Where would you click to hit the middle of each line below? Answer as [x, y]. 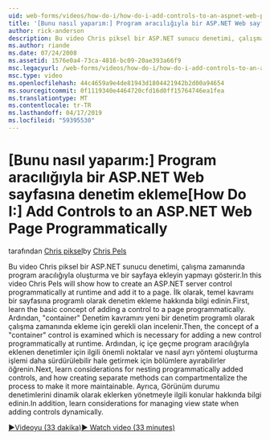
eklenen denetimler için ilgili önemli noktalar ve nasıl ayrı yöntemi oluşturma [133, 352]
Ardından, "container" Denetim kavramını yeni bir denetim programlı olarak [132, 318]
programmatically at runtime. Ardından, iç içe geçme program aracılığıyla [129, 343]
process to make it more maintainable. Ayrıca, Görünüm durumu [114, 386]
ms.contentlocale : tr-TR [50, 105]
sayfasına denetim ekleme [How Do [127, 195]
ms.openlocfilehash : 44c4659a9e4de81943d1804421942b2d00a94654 [117, 83]
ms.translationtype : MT [48, 98]
